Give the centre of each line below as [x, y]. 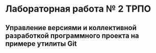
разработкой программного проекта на [72, 35]
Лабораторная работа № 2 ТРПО [78, 9]
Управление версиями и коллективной [71, 28]
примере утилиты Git [41, 44]
